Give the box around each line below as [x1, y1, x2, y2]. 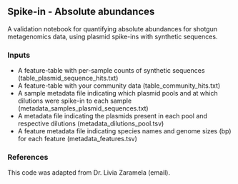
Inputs [7, 50, 31, 60]
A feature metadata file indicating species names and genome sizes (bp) [17, 127, 232, 136]
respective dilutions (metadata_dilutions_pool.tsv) [17, 119, 164, 128]
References [7, 153, 49, 163]
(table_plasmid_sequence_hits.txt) [17, 74, 119, 83]
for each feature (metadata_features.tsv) [17, 135, 138, 143]
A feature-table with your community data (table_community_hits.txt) [17, 81, 221, 90]
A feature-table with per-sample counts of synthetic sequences [17, 66, 205, 75]
